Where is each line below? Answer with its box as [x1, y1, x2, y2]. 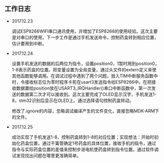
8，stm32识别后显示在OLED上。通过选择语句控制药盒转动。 [11, 98, 134, 103]
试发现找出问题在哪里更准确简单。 [11, 152, 81, 159]
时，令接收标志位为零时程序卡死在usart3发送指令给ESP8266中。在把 [11, 79, 152, 85]
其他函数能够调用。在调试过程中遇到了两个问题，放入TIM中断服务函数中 [11, 73, 158, 79]
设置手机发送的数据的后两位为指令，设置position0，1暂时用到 [11, 61, 136, 66]
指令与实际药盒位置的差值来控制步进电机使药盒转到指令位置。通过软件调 [11, 146, 159, 152]
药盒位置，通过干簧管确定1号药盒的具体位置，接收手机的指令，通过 [20, 140, 156, 146]
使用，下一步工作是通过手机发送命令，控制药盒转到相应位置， [33, 34, 159, 40]
